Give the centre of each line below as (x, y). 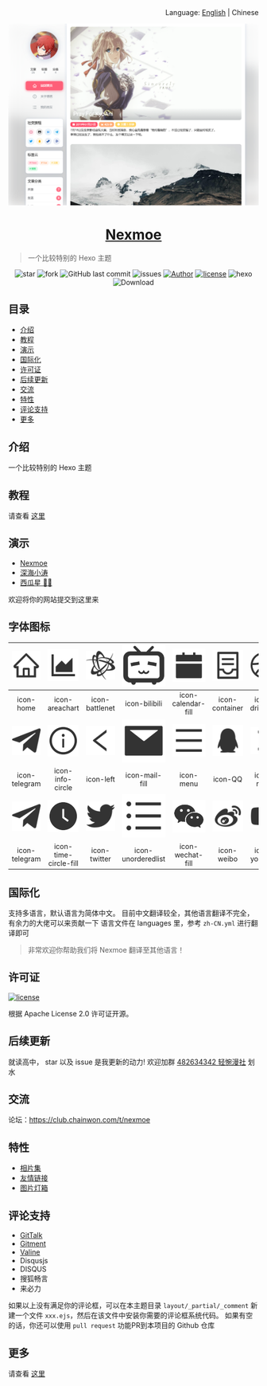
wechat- (189, 855)
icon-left (101, 779)
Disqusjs (34, 1261)
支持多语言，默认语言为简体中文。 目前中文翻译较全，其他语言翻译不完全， (131, 913)
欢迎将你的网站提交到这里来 (54, 599)
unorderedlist (143, 859)
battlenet (101, 707)
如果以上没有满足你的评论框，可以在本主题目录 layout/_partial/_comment (128, 1306)
